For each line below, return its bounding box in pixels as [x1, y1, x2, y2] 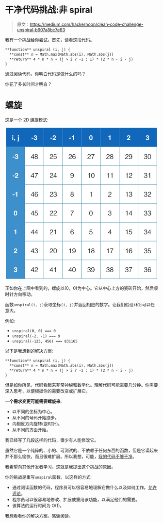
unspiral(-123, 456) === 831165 [12, 339, 78, 343]
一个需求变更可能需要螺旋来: [5, 398, 62, 404]
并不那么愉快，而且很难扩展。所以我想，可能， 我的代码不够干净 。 [5, 453, 137, 459]
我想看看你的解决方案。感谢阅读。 [5, 513, 73, 519]
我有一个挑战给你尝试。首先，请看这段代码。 [5, 37, 95, 43]
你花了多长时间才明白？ [5, 81, 52, 87]
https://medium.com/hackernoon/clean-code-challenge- [30, 21, 144, 27]
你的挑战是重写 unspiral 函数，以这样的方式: [5, 474, 92, 480]
